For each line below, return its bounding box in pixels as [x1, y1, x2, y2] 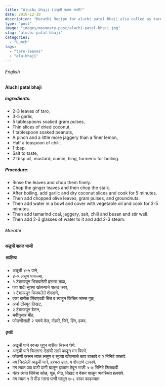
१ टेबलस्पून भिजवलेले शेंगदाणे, [12, 290, 59, 296]
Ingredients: [5, 95, 31, 102]
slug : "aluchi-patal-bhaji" [5, 30, 63, 35]
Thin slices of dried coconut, [12, 124, 71, 129]
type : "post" [5, 21, 32, 26]
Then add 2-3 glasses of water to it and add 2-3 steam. [12, 216, 125, 222]
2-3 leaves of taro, [12, 108, 50, 114]
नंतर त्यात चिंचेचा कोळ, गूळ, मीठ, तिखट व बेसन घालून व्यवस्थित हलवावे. [12, 370, 124, 376]
